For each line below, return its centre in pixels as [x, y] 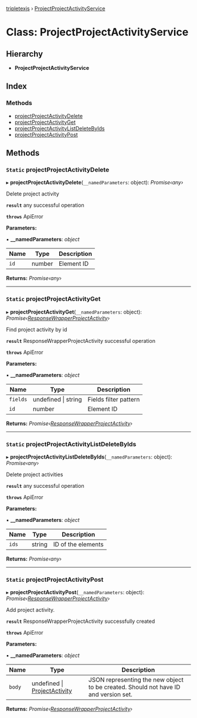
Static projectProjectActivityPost [55, 579]
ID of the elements [78, 544]
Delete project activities [35, 474]
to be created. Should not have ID [134, 687]
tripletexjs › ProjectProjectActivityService [56, 9]
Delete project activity [33, 194]
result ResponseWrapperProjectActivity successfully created [81, 621]
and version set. [111, 695]
